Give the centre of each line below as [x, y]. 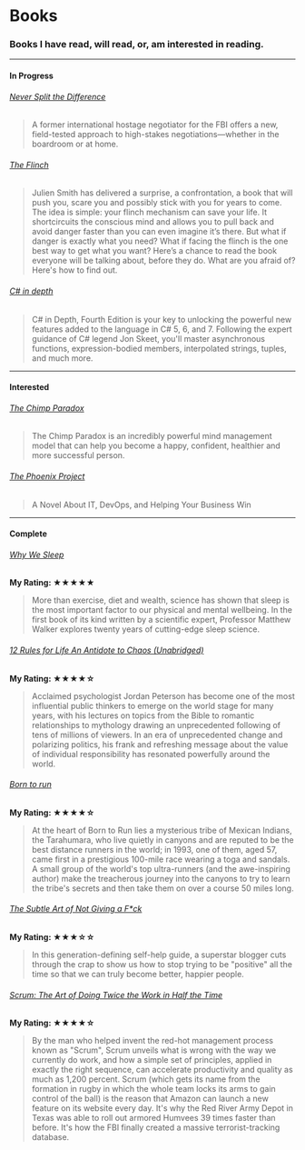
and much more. [62, 358]
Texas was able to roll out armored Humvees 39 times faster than [153, 1118]
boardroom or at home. [75, 144]
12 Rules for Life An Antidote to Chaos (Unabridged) [107, 650]
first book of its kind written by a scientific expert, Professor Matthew [161, 620]
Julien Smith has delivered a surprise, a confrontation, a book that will [162, 193]
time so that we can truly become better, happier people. [138, 975]
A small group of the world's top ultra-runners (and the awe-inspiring [161, 868]
